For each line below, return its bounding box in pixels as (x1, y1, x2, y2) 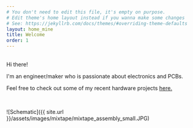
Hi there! (6, 61, 28, 68)
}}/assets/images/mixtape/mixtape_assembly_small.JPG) (6, 115, 150, 122)
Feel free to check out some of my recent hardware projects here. (6, 85, 173, 92)
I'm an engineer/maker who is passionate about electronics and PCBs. (6, 73, 184, 80)
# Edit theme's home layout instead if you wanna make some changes (6, 15, 185, 21)
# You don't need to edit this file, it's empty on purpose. (6, 9, 166, 15)
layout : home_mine (6, 26, 53, 32)
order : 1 (6, 37, 29, 43)
